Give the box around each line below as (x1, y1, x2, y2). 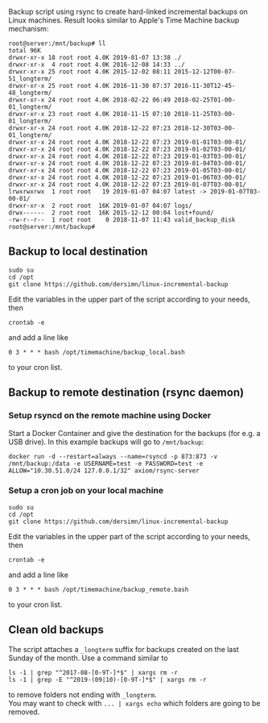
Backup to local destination (8, 245, 148, 259)
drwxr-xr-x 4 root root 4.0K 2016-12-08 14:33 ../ (8, 60, 185, 69)
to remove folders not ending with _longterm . (8, 689, 157, 700)
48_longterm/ (8, 89, 52, 97)
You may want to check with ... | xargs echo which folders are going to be (8, 698, 261, 708)
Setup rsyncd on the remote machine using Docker (8, 410, 212, 422)
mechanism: (8, 24, 49, 33)
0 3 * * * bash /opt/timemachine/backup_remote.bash (8, 585, 189, 593)
